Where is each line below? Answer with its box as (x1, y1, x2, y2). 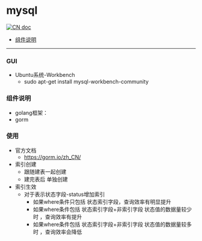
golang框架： (14, 109, 48, 116)
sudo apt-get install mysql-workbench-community (23, 78, 149, 85)
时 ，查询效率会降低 (32, 228, 82, 235)
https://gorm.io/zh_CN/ (23, 153, 81, 160)
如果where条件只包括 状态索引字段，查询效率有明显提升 (32, 198, 171, 205)
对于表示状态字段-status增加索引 (23, 191, 105, 198)
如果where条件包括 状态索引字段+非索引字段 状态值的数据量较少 (32, 206, 192, 213)
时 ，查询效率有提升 (32, 213, 82, 220)
